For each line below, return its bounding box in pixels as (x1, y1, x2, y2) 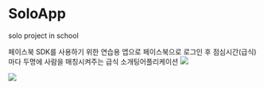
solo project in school (8, 31, 80, 40)
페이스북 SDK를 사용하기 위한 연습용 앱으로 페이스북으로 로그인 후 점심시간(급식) (8, 46, 257, 56)
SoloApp (8, 5, 66, 23)
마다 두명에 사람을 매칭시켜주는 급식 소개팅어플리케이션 (8, 57, 179, 66)
